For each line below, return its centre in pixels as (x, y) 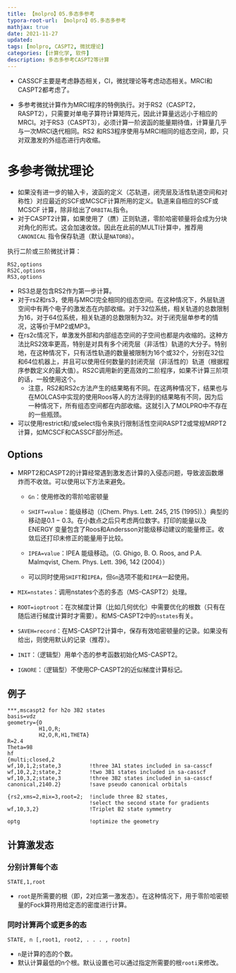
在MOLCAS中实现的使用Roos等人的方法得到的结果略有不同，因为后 (126, 397)
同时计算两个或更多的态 (47, 924)
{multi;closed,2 (31, 760)
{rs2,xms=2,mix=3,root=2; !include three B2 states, (88, 797)
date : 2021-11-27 (33, 34)
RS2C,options (26, 270)
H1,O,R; (50, 729)
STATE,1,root (26, 882)
